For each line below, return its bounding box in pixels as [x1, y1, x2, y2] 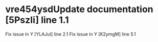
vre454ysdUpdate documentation [5, 4, 153, 15]
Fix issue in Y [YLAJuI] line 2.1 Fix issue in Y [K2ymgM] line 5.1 [5, 31, 137, 37]
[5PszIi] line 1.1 [5, 14, 69, 26]
